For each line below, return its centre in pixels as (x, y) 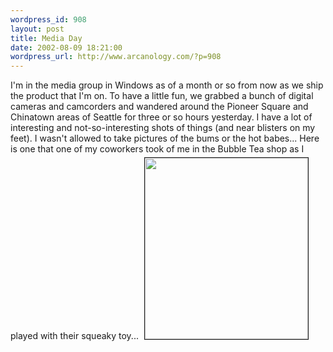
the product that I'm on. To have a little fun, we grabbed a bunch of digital (162, 96)
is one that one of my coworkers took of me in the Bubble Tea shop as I (157, 149)
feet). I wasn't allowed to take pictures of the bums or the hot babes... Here (165, 138)
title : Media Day (46, 38)
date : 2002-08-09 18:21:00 (66, 47)
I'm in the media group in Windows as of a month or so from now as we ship (167, 85)
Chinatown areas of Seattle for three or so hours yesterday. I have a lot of (161, 117)
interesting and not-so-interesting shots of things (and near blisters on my (163, 128)
